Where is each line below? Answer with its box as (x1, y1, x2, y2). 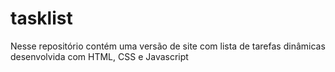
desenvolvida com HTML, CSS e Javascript (10, 50, 189, 62)
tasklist (10, 7, 73, 30)
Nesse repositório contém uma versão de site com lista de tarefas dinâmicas (10, 40, 326, 52)
